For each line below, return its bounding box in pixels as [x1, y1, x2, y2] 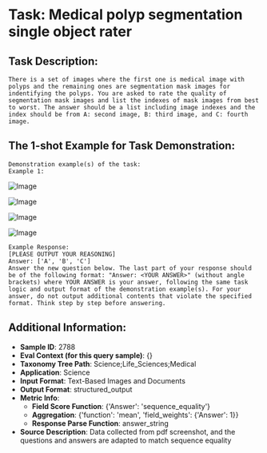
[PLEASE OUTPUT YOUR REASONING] [8, 250, 116, 258]
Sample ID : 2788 [19, 342, 76, 352]
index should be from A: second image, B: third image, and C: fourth [8, 110, 249, 118]
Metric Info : [19, 393, 60, 403]
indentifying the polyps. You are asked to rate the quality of [8, 89, 227, 97]
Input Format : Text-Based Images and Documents [19, 376, 186, 385]
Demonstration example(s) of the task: [8, 160, 141, 169]
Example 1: [8, 167, 45, 175]
